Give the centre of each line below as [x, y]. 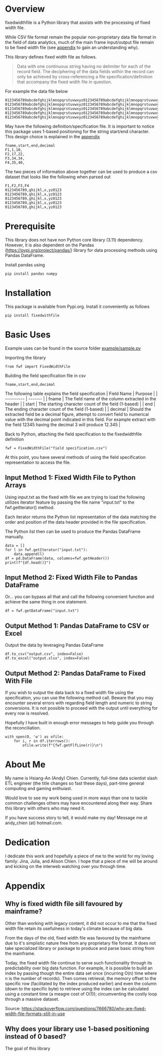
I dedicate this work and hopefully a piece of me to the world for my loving [79, 856]
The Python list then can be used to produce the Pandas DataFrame [73, 531]
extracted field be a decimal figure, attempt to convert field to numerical [77, 414]
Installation [28, 293]
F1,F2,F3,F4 [17, 186]
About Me [25, 764]
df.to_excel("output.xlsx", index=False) [48, 659]
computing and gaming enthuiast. [39, 788]
